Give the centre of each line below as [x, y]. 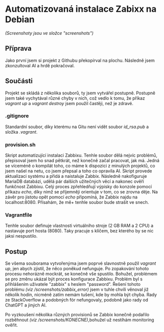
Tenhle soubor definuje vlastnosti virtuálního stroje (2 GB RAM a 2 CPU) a [79, 226]
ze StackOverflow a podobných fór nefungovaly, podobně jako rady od [77, 300]
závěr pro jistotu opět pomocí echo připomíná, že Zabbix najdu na [71, 197]
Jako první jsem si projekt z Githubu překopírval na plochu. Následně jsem [80, 60]
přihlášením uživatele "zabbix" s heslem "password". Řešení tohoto [73, 284]
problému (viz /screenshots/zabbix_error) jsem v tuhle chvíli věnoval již [77, 290]
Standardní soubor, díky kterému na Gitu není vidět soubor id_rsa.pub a [77, 127]
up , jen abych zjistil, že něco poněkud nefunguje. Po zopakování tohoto [77, 269]
